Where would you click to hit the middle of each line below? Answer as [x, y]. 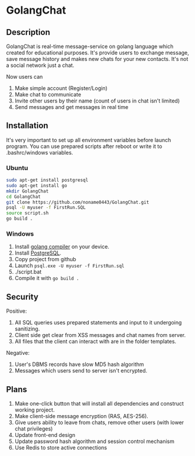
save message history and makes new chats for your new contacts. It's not [97, 59]
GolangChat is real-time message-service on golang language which [90, 46]
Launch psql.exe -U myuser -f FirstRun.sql [69, 266]
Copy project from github [45, 259]
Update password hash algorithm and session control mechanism [94, 441]
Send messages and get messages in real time [71, 107]
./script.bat [28, 272]
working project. [35, 410]
